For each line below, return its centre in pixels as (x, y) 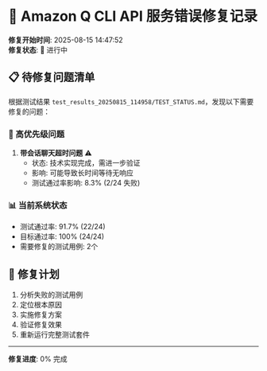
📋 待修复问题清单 (52, 78)
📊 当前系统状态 (38, 205)
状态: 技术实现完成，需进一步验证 (86, 163)
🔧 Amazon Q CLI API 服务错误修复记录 (133, 16)
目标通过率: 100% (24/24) (62, 236)
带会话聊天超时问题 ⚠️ (56, 153)
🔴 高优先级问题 (37, 134)
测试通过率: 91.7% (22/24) (62, 227)
